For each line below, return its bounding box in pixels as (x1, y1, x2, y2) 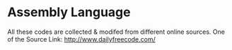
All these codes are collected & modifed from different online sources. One (7, 27, 225, 36)
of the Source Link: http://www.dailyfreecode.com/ (7, 35, 156, 43)
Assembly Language (7, 4, 131, 20)
